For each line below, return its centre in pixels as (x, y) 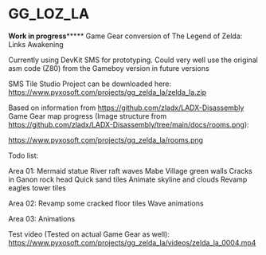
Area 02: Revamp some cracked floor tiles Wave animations (106, 203)
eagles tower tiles (37, 187)
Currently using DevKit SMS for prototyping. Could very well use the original (133, 60)
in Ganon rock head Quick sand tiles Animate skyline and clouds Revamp (128, 179)
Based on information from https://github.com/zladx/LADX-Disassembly (126, 108)
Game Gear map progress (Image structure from (88, 116)
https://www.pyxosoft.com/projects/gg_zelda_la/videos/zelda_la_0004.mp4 (132, 242)
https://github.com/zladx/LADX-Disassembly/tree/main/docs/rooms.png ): (129, 124)
